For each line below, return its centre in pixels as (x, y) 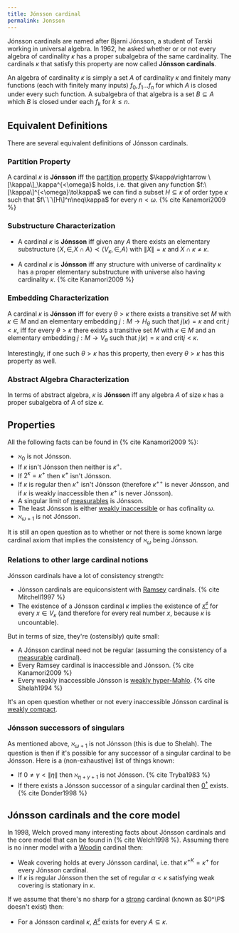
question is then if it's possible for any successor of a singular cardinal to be (119, 753)
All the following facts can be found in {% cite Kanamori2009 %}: (103, 442)
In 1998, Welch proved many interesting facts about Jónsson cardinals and (117, 833)
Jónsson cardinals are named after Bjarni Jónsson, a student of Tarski (110, 41)
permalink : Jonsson (36, 21)
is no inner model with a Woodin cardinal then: (75, 847)
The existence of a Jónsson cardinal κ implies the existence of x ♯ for (118, 605)
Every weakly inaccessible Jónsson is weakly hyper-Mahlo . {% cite (116, 681)
